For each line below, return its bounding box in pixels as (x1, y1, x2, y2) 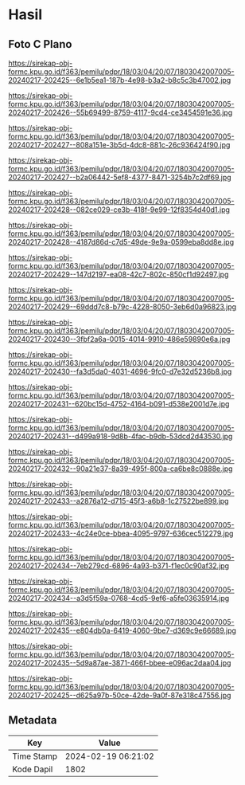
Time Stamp (12, 751, 58, 762)
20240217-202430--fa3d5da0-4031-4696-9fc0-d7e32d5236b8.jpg (8, 367, 232, 376)
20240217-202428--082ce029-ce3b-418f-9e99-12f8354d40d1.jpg (8, 205, 231, 214)
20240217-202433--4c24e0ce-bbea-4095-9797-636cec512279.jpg (8, 528, 234, 538)
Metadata (8, 713, 57, 727)
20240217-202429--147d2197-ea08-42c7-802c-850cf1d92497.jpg (8, 269, 229, 279)
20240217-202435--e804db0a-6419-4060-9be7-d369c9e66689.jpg (8, 626, 237, 635)
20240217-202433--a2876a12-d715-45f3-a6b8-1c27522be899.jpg (8, 497, 229, 505)
